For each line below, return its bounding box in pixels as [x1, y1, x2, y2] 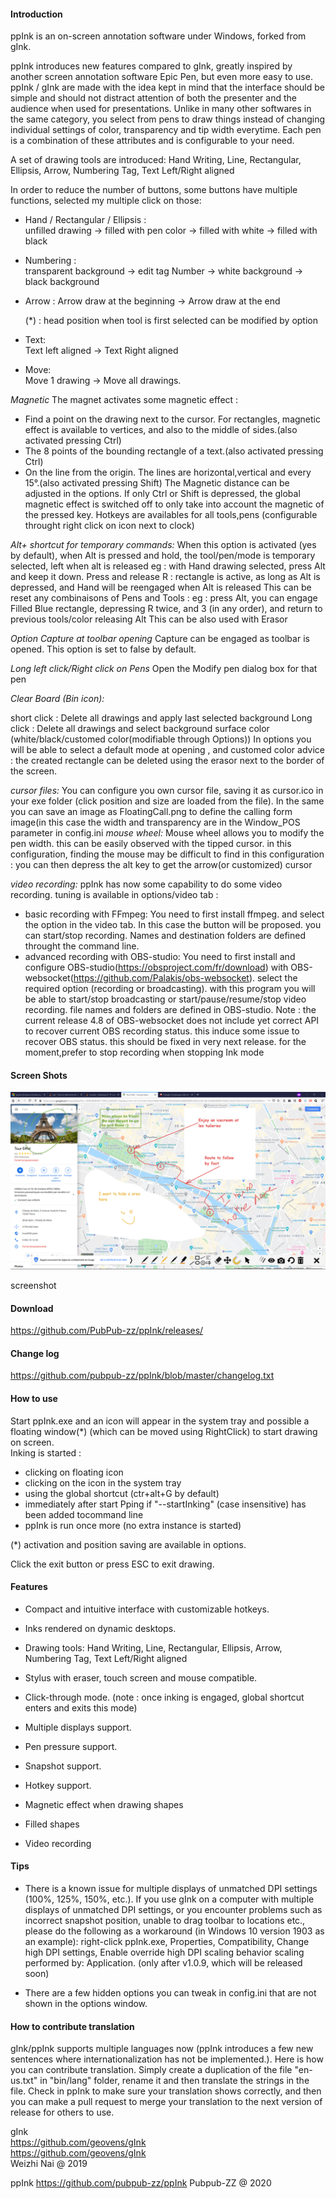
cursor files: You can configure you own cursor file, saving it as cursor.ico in [10, 785, 324, 797]
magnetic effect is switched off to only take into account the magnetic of [24, 498, 325, 510]
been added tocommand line [24, 1508, 144, 1520]
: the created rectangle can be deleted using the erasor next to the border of [10, 755, 325, 767]
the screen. [10, 765, 58, 777]
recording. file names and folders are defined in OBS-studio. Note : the [24, 1004, 317, 1016]
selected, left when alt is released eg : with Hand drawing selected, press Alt [10, 560, 326, 572]
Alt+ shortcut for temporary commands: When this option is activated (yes [10, 539, 317, 551]
